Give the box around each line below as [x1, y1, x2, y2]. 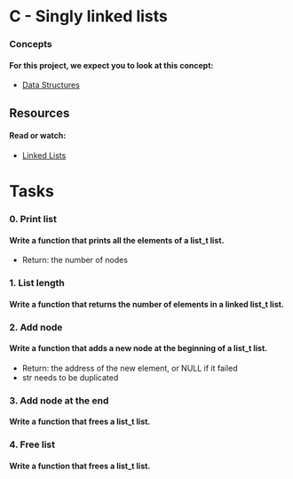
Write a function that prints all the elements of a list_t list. [9, 235, 225, 245]
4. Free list [9, 438, 56, 451]
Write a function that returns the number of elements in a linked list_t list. [9, 299, 284, 309]
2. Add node [9, 321, 63, 333]
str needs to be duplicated [21, 371, 119, 383]
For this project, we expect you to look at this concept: [9, 60, 214, 70]
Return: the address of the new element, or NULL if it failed [21, 363, 238, 373]
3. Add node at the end [9, 394, 109, 406]
